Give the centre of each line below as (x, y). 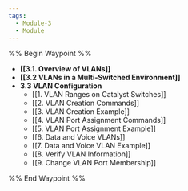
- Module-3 (34, 23)
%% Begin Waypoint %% (50, 54)
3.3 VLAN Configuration (61, 86)
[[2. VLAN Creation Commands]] (86, 103)
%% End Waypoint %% (47, 178)
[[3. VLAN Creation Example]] (81, 112)
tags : (17, 16)
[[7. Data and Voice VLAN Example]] (91, 146)
